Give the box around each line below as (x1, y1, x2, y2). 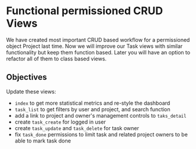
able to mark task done (14, 137, 71, 144)
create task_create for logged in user (14, 118, 106, 125)
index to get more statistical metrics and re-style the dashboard (14, 99, 171, 106)
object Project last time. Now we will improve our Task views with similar (6, 43, 183, 50)
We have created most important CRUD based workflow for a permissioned (6, 36, 190, 43)
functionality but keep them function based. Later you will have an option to (6, 48, 191, 56)
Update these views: (6, 88, 56, 95)
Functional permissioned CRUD (6, 4, 163, 18)
